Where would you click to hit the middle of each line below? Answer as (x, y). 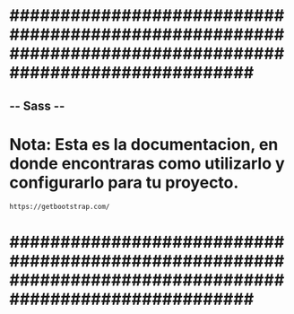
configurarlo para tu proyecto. (124, 183)
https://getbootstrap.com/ (60, 206)
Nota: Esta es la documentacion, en (144, 144)
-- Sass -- (37, 105)
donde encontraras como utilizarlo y (147, 163)
